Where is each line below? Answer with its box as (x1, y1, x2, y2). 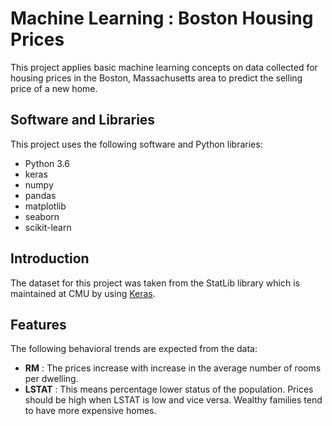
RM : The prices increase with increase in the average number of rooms (24, 362, 322, 374)
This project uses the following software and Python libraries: (10, 138, 263, 150)
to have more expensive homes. (24, 405, 157, 417)
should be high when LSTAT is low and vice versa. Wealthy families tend (24, 394, 323, 406)
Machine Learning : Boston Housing (10, 7, 314, 30)
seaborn (24, 210, 60, 222)
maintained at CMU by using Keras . (10, 287, 156, 299)
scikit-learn (24, 221, 72, 233)
